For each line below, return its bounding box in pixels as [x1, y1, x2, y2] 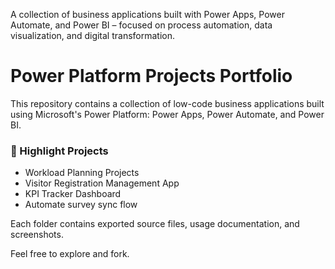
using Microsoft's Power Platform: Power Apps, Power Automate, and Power [10, 108, 325, 120]
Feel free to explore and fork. [10, 248, 130, 260]
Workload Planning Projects [24, 167, 140, 179]
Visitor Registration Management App [24, 177, 180, 189]
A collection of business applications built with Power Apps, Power [10, 9, 285, 20]
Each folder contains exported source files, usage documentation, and [10, 218, 300, 230]
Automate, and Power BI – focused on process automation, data [10, 19, 273, 31]
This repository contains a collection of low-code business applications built [10, 97, 325, 109]
